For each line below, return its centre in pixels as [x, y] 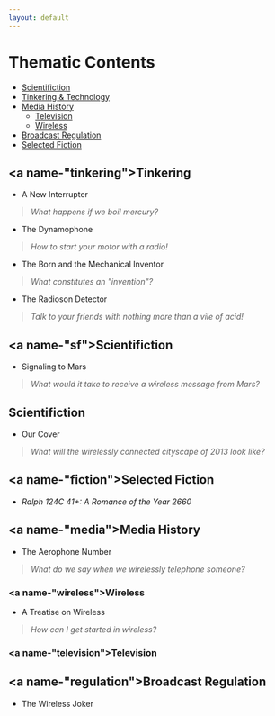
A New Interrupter [55, 195]
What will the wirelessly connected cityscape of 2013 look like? [148, 452]
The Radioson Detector [64, 299]
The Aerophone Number [67, 551]
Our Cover [40, 434]
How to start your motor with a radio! [99, 247]
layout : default [39, 18]
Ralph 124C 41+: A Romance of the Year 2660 [106, 502]
